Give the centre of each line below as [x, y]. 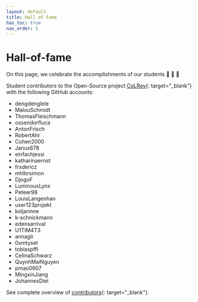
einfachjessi [29, 154]
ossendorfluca [32, 123]
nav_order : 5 [22, 28]
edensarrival [30, 224]
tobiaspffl [26, 249]
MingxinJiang [32, 275]
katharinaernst [32, 161]
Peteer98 [26, 192]
